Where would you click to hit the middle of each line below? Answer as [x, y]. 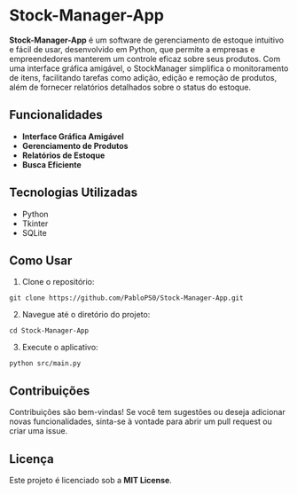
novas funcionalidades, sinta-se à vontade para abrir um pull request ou [141, 421]
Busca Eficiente [51, 164]
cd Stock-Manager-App [49, 331]
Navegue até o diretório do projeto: [86, 315]
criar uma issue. [39, 431]
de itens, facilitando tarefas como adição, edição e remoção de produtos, [143, 77]
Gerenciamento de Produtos [75, 145]
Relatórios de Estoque [63, 155]
